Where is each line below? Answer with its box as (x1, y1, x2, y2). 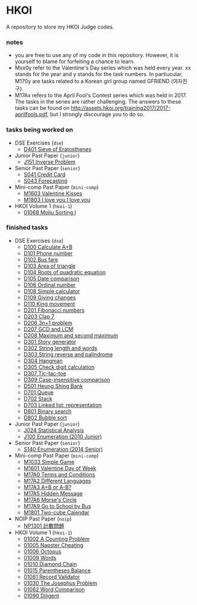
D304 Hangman (23, 357, 63, 364)
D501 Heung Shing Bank (23, 382, 83, 390)
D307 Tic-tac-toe (23, 369, 66, 377)
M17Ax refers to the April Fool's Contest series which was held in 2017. (14, 92, 187, 99)
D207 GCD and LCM (23, 325, 74, 333)
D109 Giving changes (23, 294, 76, 301)
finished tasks (6, 224, 49, 232)
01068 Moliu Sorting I (23, 209, 76, 216)
